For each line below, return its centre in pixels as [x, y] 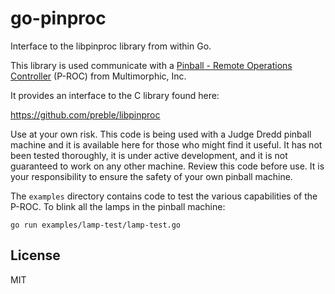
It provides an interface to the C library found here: [115, 95]
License [35, 255]
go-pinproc [58, 18]
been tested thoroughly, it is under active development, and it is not [149, 155]
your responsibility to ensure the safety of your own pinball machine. [151, 176]
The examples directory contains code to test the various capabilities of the [164, 196]
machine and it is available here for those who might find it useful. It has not [166, 144]
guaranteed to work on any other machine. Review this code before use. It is [167, 166]
